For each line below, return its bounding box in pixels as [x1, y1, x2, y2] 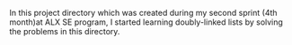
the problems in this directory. [9, 26, 120, 36]
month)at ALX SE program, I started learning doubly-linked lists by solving [9, 17, 283, 27]
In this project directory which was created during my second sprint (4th [9, 8, 278, 18]
